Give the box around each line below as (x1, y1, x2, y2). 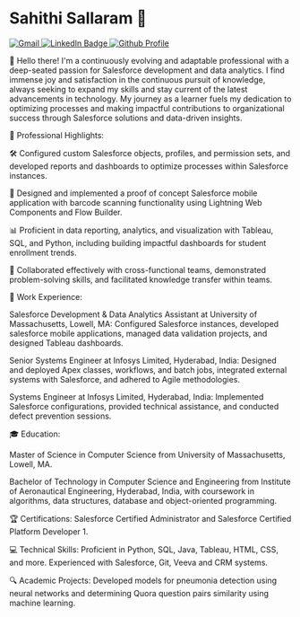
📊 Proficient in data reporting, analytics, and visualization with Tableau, (9, 225, 274, 235)
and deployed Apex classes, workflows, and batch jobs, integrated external (9, 364, 287, 375)
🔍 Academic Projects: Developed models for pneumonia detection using (9, 575, 278, 586)
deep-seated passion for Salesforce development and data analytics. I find (9, 65, 285, 75)
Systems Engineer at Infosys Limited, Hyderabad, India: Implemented (9, 391, 264, 402)
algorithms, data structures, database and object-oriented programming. (9, 495, 278, 506)
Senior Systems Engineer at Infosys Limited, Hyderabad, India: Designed (9, 355, 278, 366)
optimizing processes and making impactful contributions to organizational (9, 102, 285, 113)
